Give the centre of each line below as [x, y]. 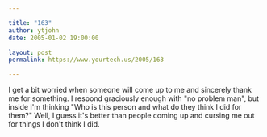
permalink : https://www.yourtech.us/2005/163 [86, 60]
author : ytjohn [34, 30]
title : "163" [30, 23]
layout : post [30, 52]
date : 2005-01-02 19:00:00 [54, 38]
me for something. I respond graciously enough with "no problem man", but [134, 98]
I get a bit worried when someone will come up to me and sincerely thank [130, 90]
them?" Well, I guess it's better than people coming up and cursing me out [132, 116]
